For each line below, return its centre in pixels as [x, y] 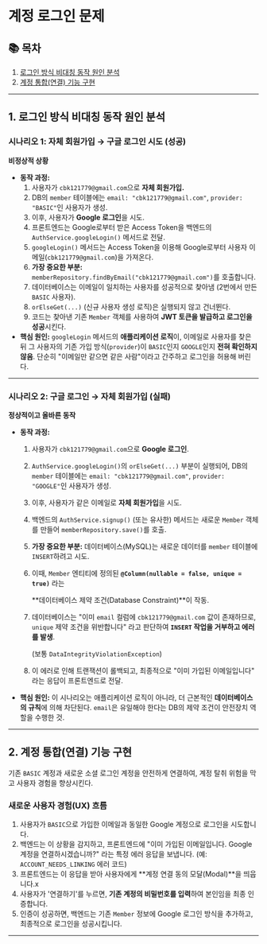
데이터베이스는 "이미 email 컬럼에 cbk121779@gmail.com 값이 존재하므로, [144, 616]
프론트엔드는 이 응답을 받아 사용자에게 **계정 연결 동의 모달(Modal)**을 [131, 874]
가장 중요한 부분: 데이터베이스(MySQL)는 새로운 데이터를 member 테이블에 [145, 546]
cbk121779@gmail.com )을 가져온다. [100, 257]
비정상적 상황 [29, 161]
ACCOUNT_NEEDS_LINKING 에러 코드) [73, 864]
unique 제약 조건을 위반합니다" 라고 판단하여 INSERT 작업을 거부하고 [136, 627]
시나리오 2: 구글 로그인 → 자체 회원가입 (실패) [89, 396]
